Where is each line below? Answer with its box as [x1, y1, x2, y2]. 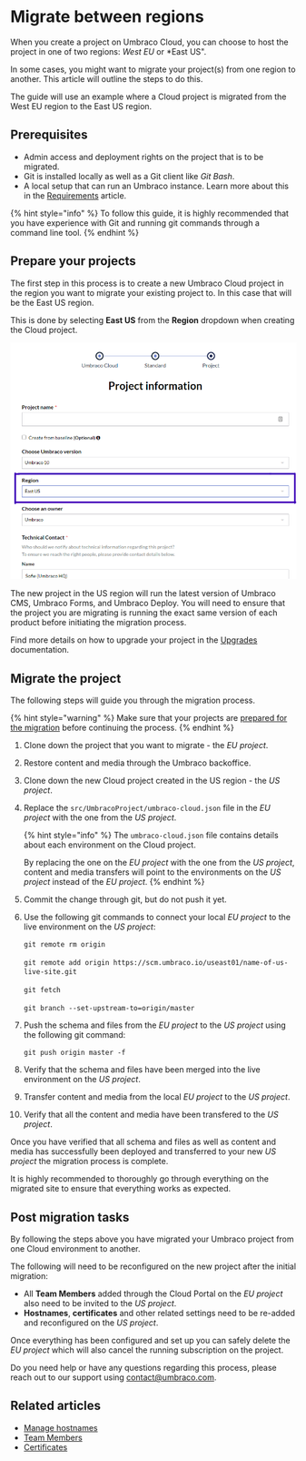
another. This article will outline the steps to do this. [10, 73, 203, 84]
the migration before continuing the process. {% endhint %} [10, 722, 235, 734]
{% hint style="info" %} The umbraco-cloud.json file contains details [23, 830, 280, 841]
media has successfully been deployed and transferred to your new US [10, 1146, 276, 1157]
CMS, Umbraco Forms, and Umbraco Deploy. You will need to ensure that [10, 598, 285, 609]
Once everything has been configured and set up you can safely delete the [10, 1334, 291, 1345]
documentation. [10, 644, 70, 655]
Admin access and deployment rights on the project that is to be [23, 151, 264, 162]
